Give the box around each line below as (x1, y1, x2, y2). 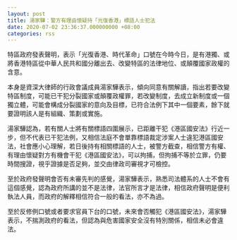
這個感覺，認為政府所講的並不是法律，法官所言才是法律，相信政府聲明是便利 (7, 184, 230, 192)
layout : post (7, 10, 46, 18)
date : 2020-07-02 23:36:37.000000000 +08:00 (7, 23, 140, 30)
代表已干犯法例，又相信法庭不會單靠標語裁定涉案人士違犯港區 (31, 133, 212, 142)
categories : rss (7, 30, 55, 37)
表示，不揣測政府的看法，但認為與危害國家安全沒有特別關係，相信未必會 (7, 216, 217, 224)
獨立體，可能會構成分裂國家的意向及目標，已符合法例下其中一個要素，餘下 (7, 100, 224, 109)
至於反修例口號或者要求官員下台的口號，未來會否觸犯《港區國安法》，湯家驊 (7, 208, 227, 216)
